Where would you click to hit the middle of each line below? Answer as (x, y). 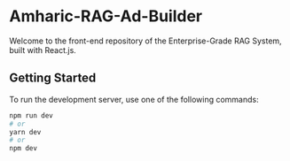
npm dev (24, 149)
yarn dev (25, 132)
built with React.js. (43, 50)
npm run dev (31, 115)
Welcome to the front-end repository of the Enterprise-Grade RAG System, (145, 41)
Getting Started (53, 78)
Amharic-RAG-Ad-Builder (106, 16)
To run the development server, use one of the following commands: (134, 99)
